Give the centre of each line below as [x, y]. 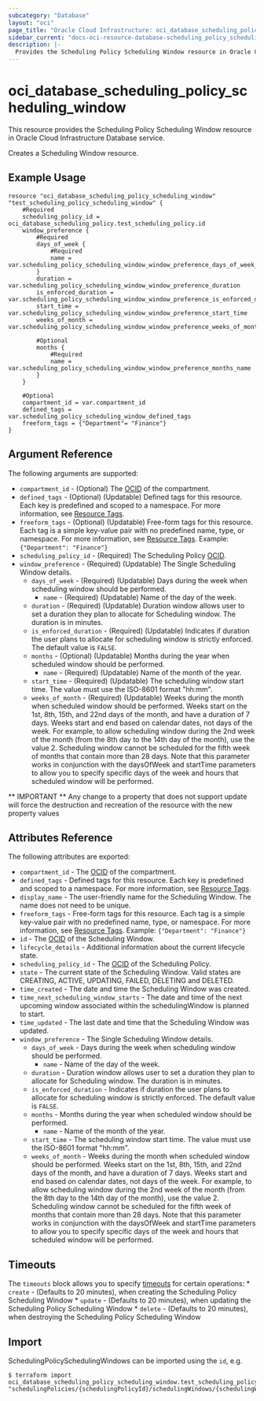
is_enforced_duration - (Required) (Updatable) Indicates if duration [140, 630]
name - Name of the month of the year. [104, 1131]
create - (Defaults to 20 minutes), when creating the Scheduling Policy [123, 1292]
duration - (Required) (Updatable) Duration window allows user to [138, 605]
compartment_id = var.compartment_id [84, 402]
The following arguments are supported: [73, 473]
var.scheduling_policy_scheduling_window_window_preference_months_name [130, 368]
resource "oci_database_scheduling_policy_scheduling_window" [112, 196]
